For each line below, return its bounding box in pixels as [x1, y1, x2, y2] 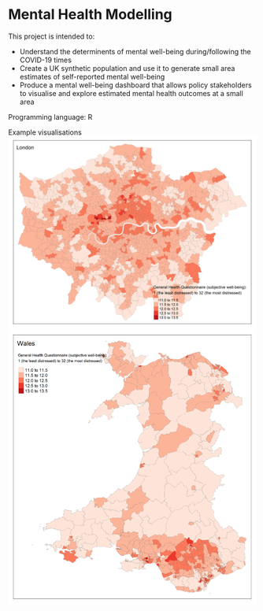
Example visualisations [8, 128, 83, 137]
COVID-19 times [19, 55, 72, 65]
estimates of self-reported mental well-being [19, 72, 165, 81]
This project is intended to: [8, 31, 95, 41]
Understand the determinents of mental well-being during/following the [19, 46, 251, 56]
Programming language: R [8, 112, 93, 121]
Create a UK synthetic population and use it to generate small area [19, 63, 235, 72]
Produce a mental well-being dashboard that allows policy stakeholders [19, 80, 252, 90]
